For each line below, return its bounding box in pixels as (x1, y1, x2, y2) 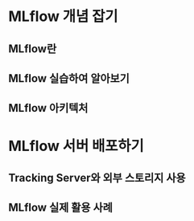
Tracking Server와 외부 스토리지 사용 (8, 170, 187, 185)
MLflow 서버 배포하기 (8, 137, 145, 155)
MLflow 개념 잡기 (8, 7, 118, 26)
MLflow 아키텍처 (8, 101, 89, 115)
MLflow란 (8, 42, 57, 55)
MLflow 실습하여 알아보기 (8, 72, 130, 85)
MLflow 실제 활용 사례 (8, 201, 113, 215)
